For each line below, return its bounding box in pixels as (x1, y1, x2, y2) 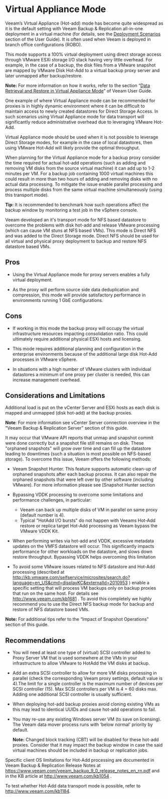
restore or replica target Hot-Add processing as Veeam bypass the (20, 523, 158, 529)
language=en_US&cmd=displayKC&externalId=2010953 (12, 580, 128, 586)
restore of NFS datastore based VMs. (12, 606, 90, 612)
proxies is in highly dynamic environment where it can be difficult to (5, 103, 145, 109)
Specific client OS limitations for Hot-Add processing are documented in (5, 757, 154, 763)
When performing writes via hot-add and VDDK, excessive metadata (12, 538, 154, 544)
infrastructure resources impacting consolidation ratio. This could (12, 331, 148, 337)
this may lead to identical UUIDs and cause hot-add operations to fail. (12, 706, 156, 712)
